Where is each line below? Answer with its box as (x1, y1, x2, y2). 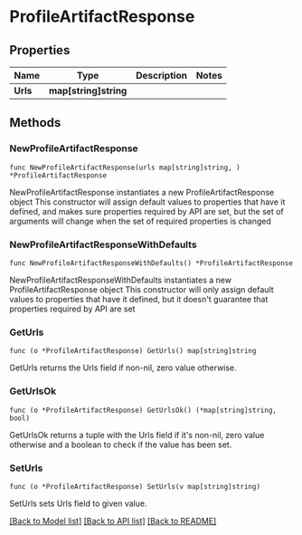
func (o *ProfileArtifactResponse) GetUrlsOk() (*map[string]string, (9, 406, 278, 415)
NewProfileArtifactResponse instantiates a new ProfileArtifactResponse (9, 186, 275, 197)
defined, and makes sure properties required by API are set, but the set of (9, 205, 285, 216)
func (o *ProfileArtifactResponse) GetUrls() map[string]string (9, 347, 257, 356)
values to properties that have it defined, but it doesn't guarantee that (9, 293, 269, 304)
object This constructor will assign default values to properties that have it (9, 196, 286, 207)
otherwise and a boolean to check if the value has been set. (9, 439, 232, 450)
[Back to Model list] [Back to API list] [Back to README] (9, 515, 217, 526)
